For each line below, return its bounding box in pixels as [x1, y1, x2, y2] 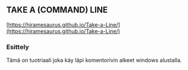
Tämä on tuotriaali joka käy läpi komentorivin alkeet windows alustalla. [6, 57, 183, 64]
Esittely [6, 43, 29, 51]
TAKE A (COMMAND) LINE [6, 5, 108, 15]
